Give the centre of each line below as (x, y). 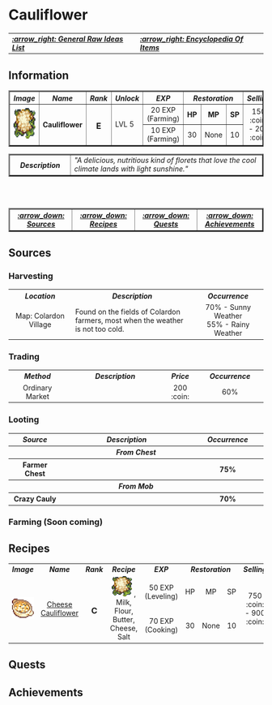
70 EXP (161, 621)
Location (40, 296)
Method (37, 376)
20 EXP (164, 110)
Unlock (127, 98)
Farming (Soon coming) (56, 522)
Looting (24, 419)
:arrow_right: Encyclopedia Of (192, 39)
